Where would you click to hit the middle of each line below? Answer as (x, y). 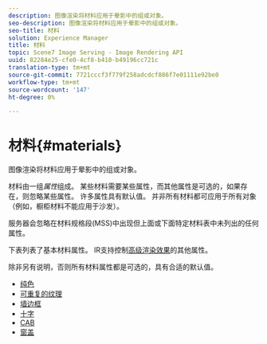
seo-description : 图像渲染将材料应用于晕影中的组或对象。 (95, 23)
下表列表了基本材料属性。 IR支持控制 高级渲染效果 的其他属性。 (110, 250)
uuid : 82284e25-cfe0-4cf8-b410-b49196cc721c (83, 61)
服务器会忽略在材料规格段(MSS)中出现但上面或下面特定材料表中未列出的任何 (133, 223)
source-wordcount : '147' (49, 90)
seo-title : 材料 (34, 30)
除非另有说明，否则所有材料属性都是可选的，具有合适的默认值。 (113, 267)
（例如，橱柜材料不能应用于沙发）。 (66, 206)
